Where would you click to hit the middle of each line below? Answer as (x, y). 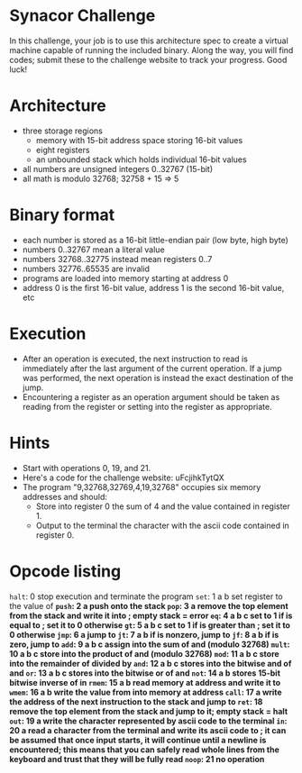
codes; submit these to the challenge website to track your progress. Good (148, 59)
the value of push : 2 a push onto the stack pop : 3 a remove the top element (149, 605)
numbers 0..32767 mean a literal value (93, 250)
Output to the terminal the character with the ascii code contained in (163, 525)
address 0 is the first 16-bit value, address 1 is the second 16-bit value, (153, 287)
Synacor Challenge (82, 16)
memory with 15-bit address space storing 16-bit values (139, 140)
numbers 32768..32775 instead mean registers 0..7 (117, 259)
